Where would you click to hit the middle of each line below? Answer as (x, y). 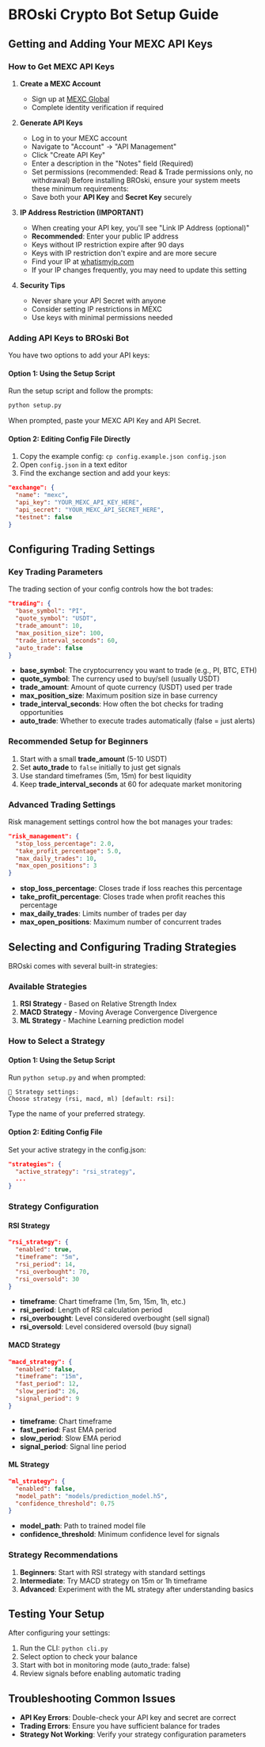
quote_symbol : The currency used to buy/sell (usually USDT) (119, 679)
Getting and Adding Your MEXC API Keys (111, 44)
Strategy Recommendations (63, 1555)
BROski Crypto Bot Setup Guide (114, 15)
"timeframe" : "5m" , (47, 1257)
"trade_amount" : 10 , (49, 626)
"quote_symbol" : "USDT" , (56, 619)
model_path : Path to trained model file (83, 1526)
